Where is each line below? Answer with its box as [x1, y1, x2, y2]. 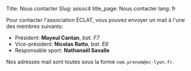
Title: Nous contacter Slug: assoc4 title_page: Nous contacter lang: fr [6, 5, 176, 12]
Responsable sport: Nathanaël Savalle [14, 47, 110, 54]
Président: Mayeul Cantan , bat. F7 [14, 34, 100, 41]
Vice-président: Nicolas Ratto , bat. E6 [14, 41, 109, 47]
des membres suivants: [6, 23, 64, 30]
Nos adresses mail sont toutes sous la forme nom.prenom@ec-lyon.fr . [6, 59, 174, 65]
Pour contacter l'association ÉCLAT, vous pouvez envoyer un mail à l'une [6, 17, 186, 23]
